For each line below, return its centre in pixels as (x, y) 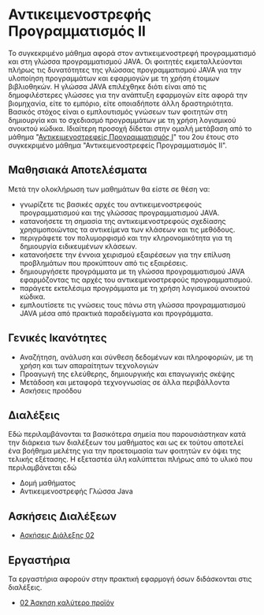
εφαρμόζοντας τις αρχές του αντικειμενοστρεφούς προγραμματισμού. (136, 280)
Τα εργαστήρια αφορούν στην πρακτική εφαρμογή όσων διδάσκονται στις (130, 579)
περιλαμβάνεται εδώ (43, 468)
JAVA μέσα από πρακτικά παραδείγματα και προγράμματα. (116, 313)
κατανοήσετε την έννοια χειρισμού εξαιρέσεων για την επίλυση (125, 255)
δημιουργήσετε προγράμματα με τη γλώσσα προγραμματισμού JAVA (132, 271)
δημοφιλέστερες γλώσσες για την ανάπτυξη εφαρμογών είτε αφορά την (128, 95)
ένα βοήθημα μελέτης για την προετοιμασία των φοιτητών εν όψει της (125, 451)
